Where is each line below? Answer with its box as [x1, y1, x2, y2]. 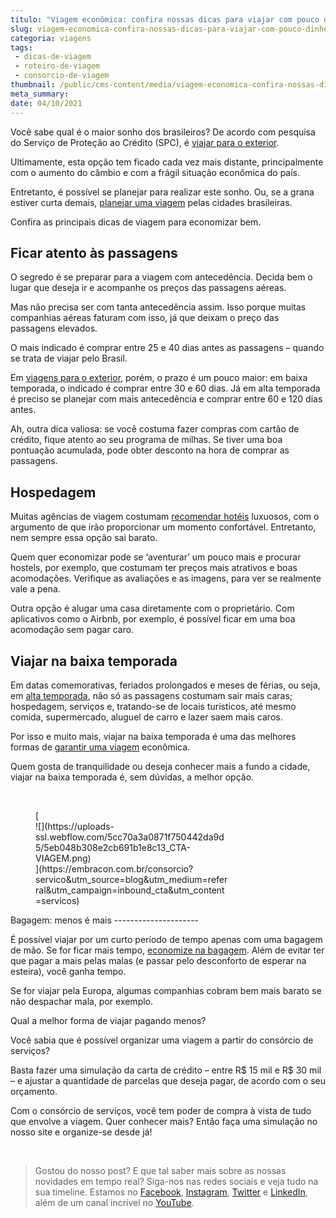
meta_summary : [10, 89, 70, 99]
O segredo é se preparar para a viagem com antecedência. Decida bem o [10, 271, 313, 283]
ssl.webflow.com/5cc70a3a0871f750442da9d [35, 831, 225, 843]
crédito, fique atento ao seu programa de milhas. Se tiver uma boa [10, 434, 283, 446]
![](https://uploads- [35, 820, 115, 832]
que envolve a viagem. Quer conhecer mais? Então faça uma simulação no [10, 1115, 318, 1127]
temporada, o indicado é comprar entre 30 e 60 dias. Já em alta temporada [10, 382, 321, 395]
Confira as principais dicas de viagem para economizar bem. [10, 216, 262, 228]
